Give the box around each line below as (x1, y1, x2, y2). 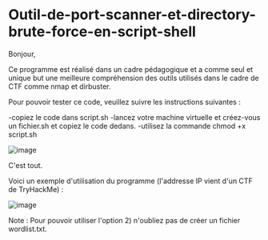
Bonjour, (8, 49, 36, 58)
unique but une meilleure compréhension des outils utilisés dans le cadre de (8, 73, 259, 82)
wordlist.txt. (8, 224, 48, 234)
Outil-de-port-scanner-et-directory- (8, 6, 256, 24)
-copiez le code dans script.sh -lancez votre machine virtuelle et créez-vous (8, 112, 261, 122)
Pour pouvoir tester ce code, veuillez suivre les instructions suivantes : (8, 97, 242, 106)
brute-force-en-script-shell (8, 22, 196, 41)
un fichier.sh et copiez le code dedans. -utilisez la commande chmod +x (8, 121, 246, 130)
